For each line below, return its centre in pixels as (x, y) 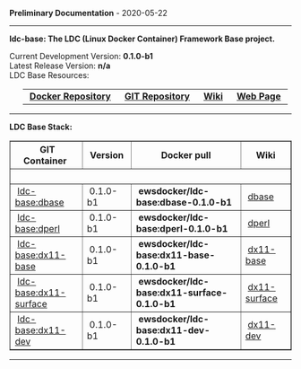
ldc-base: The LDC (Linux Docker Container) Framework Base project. (142, 39)
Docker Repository (71, 96)
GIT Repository (157, 96)
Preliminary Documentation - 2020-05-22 (89, 13)
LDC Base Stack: (41, 127)
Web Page (258, 96)
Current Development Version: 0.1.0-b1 (82, 56)
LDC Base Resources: (49, 75)
